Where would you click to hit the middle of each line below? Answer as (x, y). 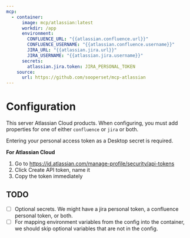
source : (26, 72)
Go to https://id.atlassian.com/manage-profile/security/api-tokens (94, 164)
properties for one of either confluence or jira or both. (72, 129)
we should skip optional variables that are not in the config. (86, 229)
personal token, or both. (44, 216)
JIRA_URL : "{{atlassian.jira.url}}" (72, 50)
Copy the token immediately (49, 176)
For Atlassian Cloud (31, 152)
